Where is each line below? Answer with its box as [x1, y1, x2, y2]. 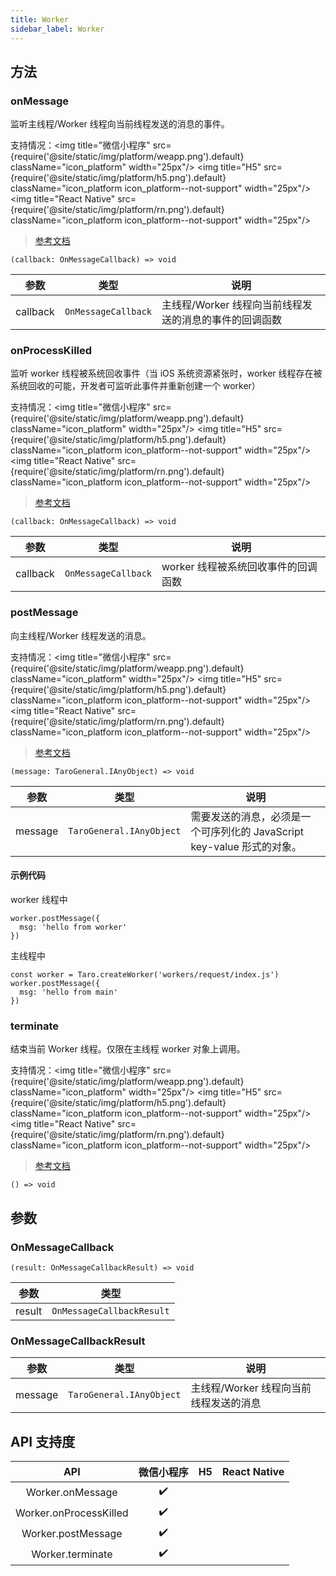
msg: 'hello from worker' [19, 922, 128, 932]
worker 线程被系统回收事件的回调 [161, 560, 318, 574]
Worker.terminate [31, 1547, 113, 1561]
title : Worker [10, 14, 70, 25]
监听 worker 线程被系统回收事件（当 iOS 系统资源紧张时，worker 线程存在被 [10, 367, 323, 380]
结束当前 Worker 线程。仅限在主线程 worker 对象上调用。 [10, 1043, 246, 1055]
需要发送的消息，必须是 [190, 809, 302, 823]
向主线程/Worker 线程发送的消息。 [10, 629, 152, 641]
